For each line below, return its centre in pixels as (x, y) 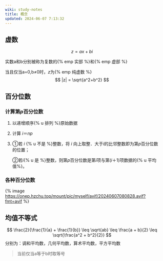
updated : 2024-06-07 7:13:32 (35, 19)
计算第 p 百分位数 (24, 112)
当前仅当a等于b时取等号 (41, 253)
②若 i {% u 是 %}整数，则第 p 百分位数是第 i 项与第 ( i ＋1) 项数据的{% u (79, 160)
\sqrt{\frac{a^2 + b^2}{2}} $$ (82, 235)
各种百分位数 (20, 180)
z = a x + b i (82, 52)
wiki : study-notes (24, 9)
